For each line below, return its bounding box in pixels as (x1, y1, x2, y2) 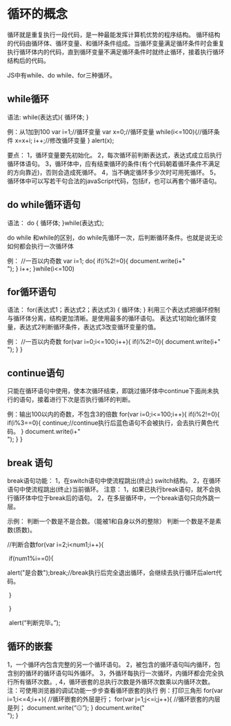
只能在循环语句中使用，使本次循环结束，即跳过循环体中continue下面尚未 (7, 387, 214, 395)
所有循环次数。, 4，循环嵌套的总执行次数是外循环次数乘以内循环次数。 (12, 678, 214, 686)
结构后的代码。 (7, 56, 50, 64)
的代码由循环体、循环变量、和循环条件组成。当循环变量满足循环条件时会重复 (7, 39, 225, 47)
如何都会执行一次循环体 (7, 242, 74, 250)
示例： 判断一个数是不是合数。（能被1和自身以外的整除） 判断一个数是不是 (7, 517, 216, 525)
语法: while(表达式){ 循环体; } (7, 113, 89, 121)
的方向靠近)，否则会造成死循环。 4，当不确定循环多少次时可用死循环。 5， (7, 168, 220, 176)
